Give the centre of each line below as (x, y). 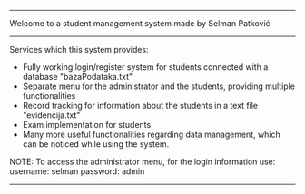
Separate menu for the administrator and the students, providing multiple (158, 86)
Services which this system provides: (79, 49)
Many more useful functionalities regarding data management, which (152, 134)
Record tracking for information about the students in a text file (140, 106)
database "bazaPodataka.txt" (78, 77)
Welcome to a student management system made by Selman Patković (140, 23)
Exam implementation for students (87, 125)
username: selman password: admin (77, 171)
